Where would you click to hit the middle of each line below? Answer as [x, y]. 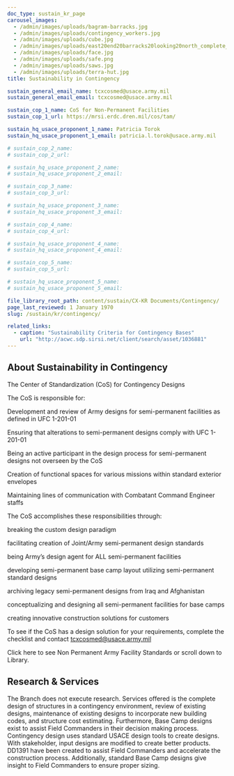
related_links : [29, 326]
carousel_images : [32, 20]
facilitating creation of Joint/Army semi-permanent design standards [106, 543]
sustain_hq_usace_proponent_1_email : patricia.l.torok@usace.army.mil [112, 136]
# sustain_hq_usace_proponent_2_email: [65, 174]
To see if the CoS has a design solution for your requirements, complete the [116, 631]
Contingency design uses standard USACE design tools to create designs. [114, 736]
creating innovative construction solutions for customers [88, 618]
